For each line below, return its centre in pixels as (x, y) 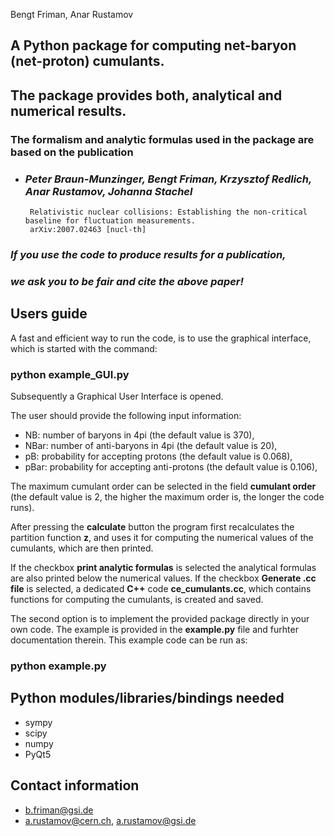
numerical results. (68, 110)
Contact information (75, 785)
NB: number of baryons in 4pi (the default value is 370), (139, 435)
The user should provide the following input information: (126, 415)
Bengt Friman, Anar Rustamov (72, 14)
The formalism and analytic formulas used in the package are (162, 139)
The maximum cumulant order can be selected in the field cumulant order (163, 486)
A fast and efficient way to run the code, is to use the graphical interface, (161, 338)
